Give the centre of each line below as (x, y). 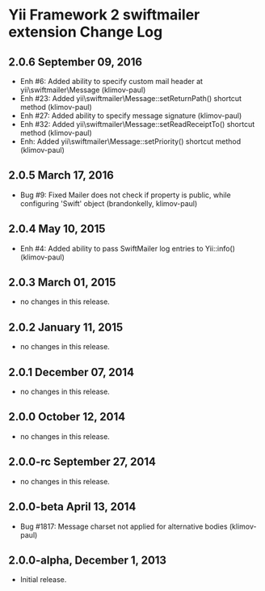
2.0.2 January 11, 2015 (66, 327)
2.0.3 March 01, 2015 (62, 283)
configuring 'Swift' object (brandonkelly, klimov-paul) (109, 203)
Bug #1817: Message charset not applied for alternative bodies (124, 526)
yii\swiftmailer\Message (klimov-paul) (83, 90)
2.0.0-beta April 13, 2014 (72, 507)
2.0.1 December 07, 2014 (72, 372)
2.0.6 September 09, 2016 (76, 62)
